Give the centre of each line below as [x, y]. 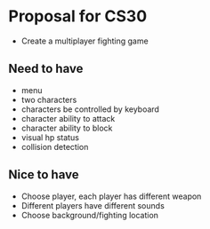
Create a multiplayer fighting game [85, 41]
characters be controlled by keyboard [90, 109]
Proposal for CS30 [78, 16]
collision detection [55, 146]
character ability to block [67, 128]
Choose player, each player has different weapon [111, 196]
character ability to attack [68, 118]
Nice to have [44, 175]
